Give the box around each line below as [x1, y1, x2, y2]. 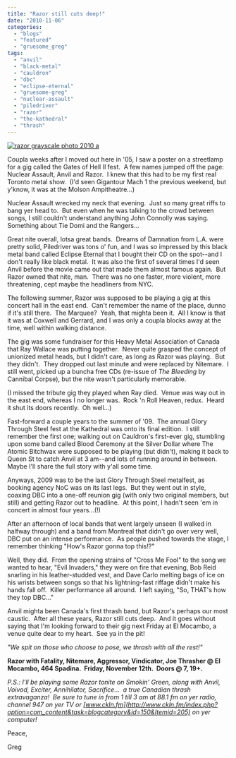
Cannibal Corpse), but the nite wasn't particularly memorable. [7, 375, 187, 383]
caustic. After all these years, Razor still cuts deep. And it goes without [7, 614, 216, 622]
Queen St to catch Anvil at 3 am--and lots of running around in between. [7, 455, 218, 463]
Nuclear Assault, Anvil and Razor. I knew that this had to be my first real [7, 170, 217, 179]
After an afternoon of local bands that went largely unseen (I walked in [7, 519, 211, 528]
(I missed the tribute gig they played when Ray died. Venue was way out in [7, 388, 225, 397]
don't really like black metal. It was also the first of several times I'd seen [7, 257, 220, 265]
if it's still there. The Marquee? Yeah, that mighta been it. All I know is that [7, 308, 225, 317]
